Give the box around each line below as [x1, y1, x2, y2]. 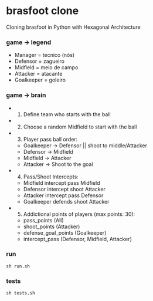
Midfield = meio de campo [14, 64, 79, 71]
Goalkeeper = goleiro [14, 76, 66, 83]
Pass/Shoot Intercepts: [23, 173, 79, 180]
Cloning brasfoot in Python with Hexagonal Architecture [6, 23, 141, 31]
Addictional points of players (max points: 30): [23, 210, 135, 218]
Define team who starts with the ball [23, 110, 111, 118]
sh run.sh [6, 263, 30, 269]
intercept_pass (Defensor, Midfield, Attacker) [23, 235, 132, 242]
